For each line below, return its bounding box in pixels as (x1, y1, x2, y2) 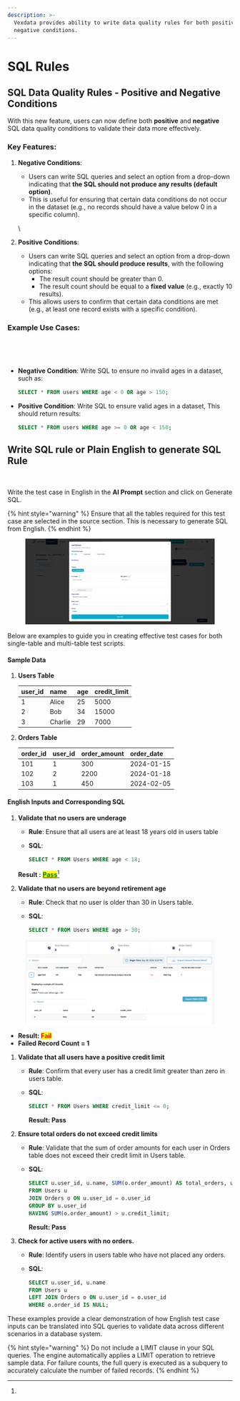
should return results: (17, 409, 81, 418)
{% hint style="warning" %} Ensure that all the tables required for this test (7, 509, 225, 518)
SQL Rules (7, 58, 70, 74)
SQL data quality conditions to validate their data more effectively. (7, 124, 201, 133)
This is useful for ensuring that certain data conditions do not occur (28, 195, 227, 204)
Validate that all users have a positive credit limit (17, 1053, 165, 1062)
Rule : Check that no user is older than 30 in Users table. (28, 898, 194, 906)
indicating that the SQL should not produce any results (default (28, 179, 218, 189)
